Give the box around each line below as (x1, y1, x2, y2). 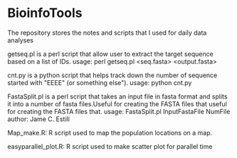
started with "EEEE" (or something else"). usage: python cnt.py (7, 78, 192, 86)
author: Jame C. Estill (7, 115, 70, 123)
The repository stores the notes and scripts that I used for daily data (7, 28, 207, 37)
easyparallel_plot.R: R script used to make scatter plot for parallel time (7, 142, 213, 150)
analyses (7, 35, 34, 44)
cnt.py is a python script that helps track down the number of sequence (7, 71, 218, 79)
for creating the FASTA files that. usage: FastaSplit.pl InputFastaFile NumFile (7, 107, 231, 115)
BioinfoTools (7, 5, 83, 21)
